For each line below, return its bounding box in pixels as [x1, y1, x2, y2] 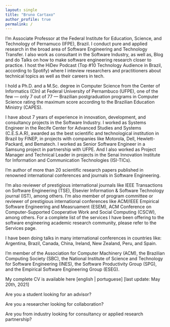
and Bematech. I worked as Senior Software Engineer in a [24, 141, 146, 147]
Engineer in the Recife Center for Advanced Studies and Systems [5, 125, 142, 131]
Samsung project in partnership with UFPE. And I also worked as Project [5, 146, 156, 152]
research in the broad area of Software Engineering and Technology [5, 46, 148, 52]
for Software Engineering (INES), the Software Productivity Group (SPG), [5, 261, 157, 267]
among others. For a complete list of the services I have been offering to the [5, 215, 164, 221]
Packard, [5, 141, 24, 147]
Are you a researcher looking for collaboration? [5, 301, 104, 307]
